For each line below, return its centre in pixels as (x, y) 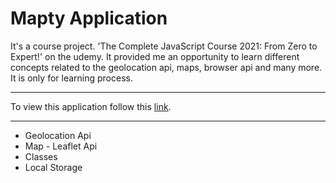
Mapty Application (89, 18)
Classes (41, 156)
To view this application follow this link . (91, 106)
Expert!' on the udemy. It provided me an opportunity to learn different (155, 56)
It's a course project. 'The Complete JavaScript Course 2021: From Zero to (164, 46)
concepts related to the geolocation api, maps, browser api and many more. (166, 67)
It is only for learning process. (71, 78)
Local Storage (53, 167)
